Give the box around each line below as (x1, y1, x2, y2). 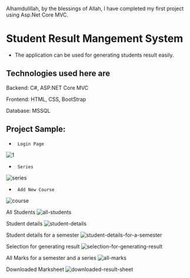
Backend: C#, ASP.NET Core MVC (6, 84, 89, 91)
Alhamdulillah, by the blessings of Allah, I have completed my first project (6, 5, 184, 12)
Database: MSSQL (6, 107, 51, 114)
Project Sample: (6, 124, 66, 135)
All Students (6, 208, 36, 215)
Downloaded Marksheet (6, 266, 65, 273)
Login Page (17, 141, 44, 147)
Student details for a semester (6, 231, 79, 238)
